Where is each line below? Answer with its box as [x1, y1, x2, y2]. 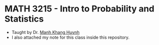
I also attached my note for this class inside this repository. [11, 34, 130, 40]
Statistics [4, 13, 44, 24]
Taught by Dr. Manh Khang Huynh [11, 29, 80, 35]
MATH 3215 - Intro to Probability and [4, 3, 155, 14]
